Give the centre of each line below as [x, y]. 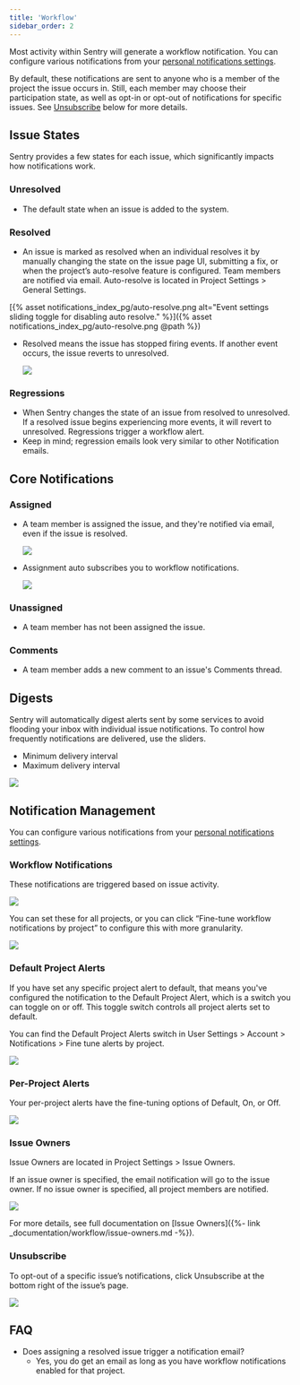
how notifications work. [52, 166]
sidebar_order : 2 [42, 26]
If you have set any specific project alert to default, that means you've [138, 988]
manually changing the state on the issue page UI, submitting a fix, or [150, 261]
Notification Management [82, 811]
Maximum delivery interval [71, 766]
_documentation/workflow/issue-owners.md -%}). [102, 1233]
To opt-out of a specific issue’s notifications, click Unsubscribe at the [137, 1276]
